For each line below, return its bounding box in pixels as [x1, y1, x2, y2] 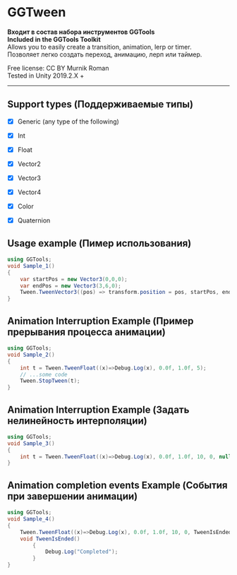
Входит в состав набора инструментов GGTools [7, 28, 155, 36]
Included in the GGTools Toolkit [7, 35, 101, 43]
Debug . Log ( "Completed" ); [44, 548, 119, 555]
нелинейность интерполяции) [7, 415, 147, 427]
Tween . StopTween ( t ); [20, 377, 80, 385]
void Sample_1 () [7, 262, 55, 269]
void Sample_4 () [7, 516, 55, 523]
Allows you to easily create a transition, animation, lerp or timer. [7, 42, 192, 51]
